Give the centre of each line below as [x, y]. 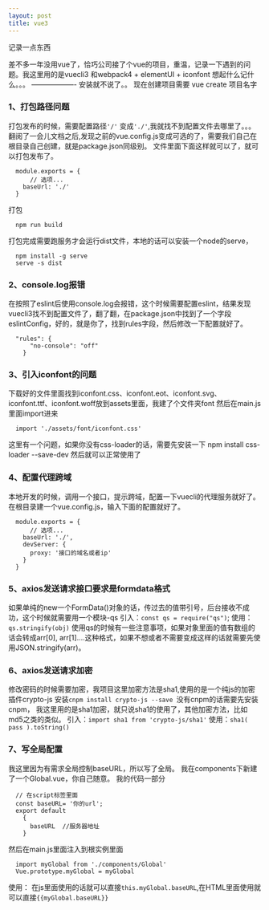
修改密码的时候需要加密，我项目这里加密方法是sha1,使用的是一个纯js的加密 [132, 689]
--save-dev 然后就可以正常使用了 [86, 455]
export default [41, 810]
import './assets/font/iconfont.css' [79, 429]
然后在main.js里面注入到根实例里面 [66, 849]
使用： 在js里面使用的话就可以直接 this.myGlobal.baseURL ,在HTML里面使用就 [135, 887]
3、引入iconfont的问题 [53, 375]
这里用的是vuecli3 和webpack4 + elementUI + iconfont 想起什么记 [138, 74]
